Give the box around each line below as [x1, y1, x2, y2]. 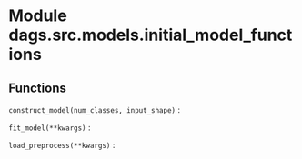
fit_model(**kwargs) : [8, 122, 92, 133]
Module [8, 5, 67, 26]
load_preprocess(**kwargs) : [8, 140, 116, 150]
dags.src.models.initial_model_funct [8, 25, 293, 45]
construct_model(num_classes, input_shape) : [8, 104, 181, 114]
